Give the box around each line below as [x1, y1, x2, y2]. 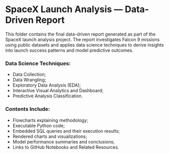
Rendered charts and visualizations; [12, 133, 87, 139]
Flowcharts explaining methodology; [12, 117, 88, 123]
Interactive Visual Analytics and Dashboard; [12, 88, 103, 94]
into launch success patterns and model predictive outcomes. [5, 47, 134, 53]
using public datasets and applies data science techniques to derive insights [5, 42, 164, 48]
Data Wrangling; [12, 77, 46, 83]
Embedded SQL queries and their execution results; [12, 128, 120, 134]
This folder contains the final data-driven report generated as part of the [5, 31, 156, 37]
